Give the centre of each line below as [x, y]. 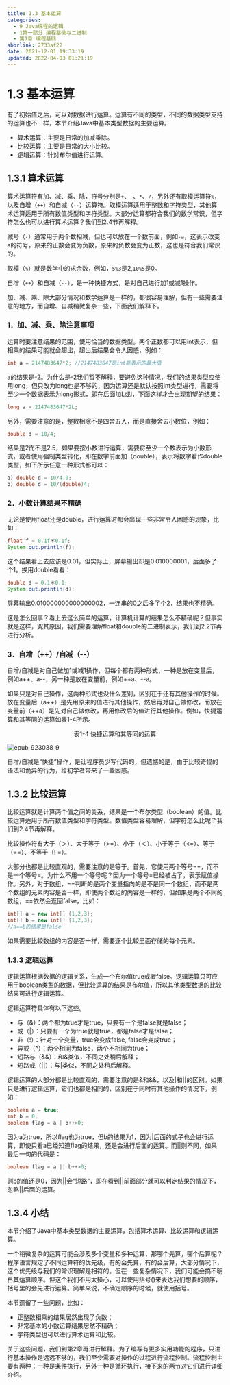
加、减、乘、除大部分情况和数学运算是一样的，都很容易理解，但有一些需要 [112, 297]
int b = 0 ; [23, 1116]
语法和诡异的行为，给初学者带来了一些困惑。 [70, 770]
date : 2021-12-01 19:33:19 [46, 52]
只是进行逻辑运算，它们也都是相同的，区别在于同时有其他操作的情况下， [109, 1088]
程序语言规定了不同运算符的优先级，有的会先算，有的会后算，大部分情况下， [115, 1262]
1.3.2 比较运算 [37, 794]
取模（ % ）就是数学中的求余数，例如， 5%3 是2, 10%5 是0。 [84, 268]
